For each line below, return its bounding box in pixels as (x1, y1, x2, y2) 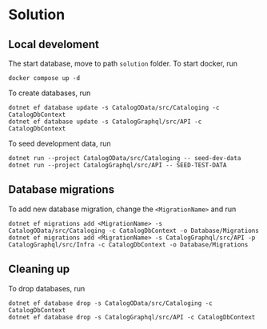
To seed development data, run (8, 138, 112, 148)
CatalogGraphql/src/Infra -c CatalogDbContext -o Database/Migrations (8, 240, 249, 249)
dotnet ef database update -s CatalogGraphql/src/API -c (8, 118, 202, 126)
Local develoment (8, 38, 100, 51)
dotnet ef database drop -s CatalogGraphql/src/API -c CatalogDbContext (8, 313, 256, 321)
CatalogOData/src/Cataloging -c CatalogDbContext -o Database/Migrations (8, 227, 260, 235)
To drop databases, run (8, 283, 86, 293)
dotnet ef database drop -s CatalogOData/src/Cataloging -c (8, 299, 213, 307)
